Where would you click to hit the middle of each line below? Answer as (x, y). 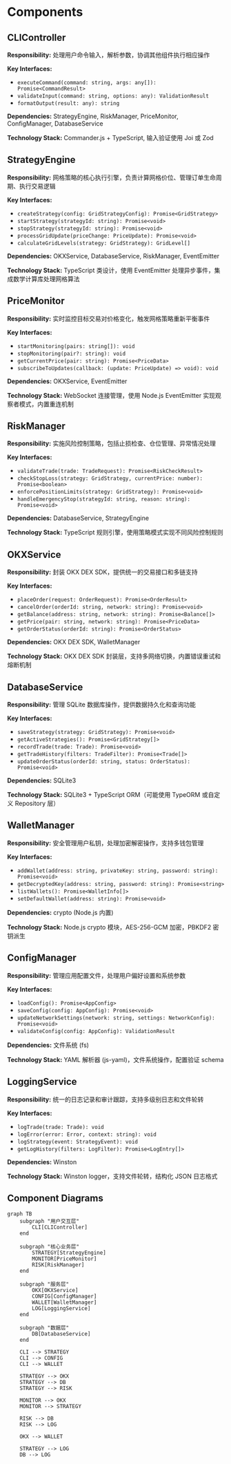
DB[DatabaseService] (61, 1334)
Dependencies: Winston (42, 1162)
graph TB (20, 1214)
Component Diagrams (55, 1198)
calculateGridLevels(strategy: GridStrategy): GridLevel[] (104, 243)
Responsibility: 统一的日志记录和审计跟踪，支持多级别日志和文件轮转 (106, 1099)
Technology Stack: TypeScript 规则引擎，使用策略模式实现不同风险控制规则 (115, 532)
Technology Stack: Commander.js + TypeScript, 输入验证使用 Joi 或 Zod (110, 138)
